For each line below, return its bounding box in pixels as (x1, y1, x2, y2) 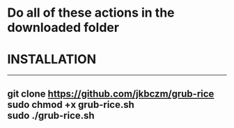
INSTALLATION (7, 51, 96, 67)
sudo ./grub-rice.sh (7, 109, 95, 121)
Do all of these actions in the (7, 5, 175, 21)
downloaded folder (7, 19, 120, 35)
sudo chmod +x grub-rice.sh (7, 99, 134, 111)
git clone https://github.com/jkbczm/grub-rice (7, 88, 214, 99)
